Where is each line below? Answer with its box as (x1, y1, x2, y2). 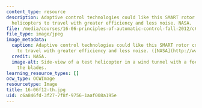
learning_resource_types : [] (6, 70, 79, 76)
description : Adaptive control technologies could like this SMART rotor (6, 14, 195, 20)
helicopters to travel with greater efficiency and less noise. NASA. (11, 20, 192, 26)
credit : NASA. (11, 53, 47, 59)
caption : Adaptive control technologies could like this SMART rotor (11, 43, 189, 49)
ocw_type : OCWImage (6, 76, 55, 82)
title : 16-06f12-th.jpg (6, 87, 66, 93)
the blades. (17, 64, 47, 71)
